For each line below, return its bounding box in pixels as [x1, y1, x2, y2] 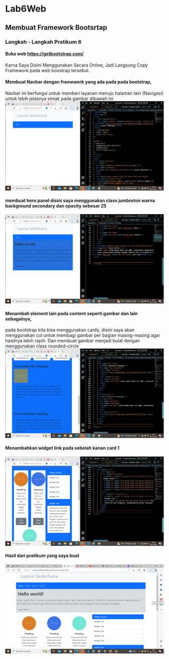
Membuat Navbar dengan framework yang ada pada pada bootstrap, [5, 79, 152, 85]
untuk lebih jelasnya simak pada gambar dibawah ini [5, 95, 114, 102]
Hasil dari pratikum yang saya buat [5, 552, 79, 559]
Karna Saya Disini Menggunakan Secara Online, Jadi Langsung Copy [5, 62, 148, 68]
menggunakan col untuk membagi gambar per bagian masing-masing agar [5, 332, 160, 338]
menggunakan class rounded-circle [5, 343, 79, 349]
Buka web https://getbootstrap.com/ [5, 51, 84, 57]
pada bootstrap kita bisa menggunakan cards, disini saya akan [5, 327, 135, 333]
